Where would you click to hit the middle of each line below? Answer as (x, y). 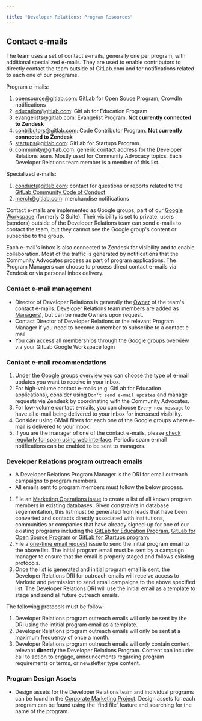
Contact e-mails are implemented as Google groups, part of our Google (95, 210)
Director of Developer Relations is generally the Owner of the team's (99, 302)
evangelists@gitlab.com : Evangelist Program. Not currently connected (103, 117)
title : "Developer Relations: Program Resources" (70, 17)
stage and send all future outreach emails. (67, 595)
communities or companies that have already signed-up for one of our (102, 525)
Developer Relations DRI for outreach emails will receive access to (97, 576)
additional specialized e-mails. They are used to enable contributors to (94, 62)
